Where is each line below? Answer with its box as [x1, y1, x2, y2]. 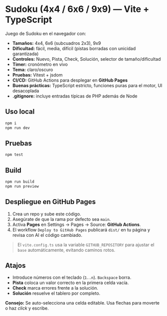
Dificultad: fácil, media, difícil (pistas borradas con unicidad [12, 45, 136, 51]
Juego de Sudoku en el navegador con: [5, 30, 86, 36]
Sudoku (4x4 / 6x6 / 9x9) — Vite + [5, 3, 150, 15]
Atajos [5, 261, 26, 270]
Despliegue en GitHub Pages [5, 198, 96, 206]
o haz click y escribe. [5, 305, 49, 312]
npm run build [5, 179, 35, 184]
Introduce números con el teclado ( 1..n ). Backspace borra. [12, 275, 132, 281]
